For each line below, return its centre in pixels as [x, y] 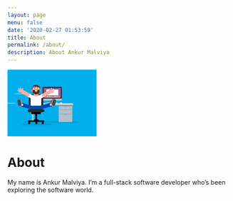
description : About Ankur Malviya [59, 53]
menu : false [25, 22]
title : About [27, 38]
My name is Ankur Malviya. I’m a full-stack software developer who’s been [116, 182]
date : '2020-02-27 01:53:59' [51, 30]
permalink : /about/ [36, 45]
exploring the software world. [51, 190]
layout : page [27, 15]
